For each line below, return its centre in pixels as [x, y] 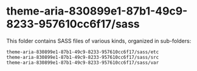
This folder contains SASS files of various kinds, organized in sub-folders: [99, 41]
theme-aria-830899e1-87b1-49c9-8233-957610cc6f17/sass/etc [83, 52]
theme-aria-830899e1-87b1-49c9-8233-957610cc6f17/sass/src [83, 57]
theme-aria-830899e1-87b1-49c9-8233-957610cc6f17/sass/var [83, 63]
